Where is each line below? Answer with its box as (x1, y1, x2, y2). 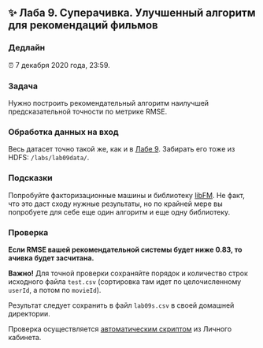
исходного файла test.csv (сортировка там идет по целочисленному (8, 276, 242, 286)
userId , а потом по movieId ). (8, 285, 102, 294)
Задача (8, 80, 38, 92)
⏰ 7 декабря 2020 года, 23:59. (8, 60, 110, 69)
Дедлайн (8, 43, 46, 54)
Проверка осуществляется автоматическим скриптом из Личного (8, 324, 232, 334)
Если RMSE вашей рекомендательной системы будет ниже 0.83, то (8, 245, 243, 254)
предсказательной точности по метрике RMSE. (8, 107, 168, 116)
